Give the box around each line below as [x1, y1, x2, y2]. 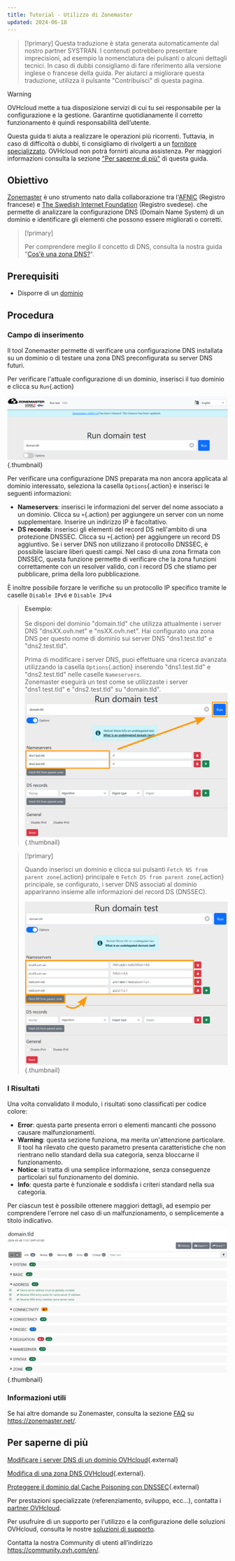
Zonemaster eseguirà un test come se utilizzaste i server [24, 677, 188, 686]
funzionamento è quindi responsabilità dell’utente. [7, 118, 152, 126]
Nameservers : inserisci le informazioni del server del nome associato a [17, 503, 224, 511]
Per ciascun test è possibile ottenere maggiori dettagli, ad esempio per [7, 1201, 211, 1210]
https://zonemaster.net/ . [7, 1417, 77, 1425]
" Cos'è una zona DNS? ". [24, 250, 94, 259]
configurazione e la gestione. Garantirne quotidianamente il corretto [7, 111, 203, 119]
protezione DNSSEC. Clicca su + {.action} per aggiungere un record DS [17, 533, 220, 541]
